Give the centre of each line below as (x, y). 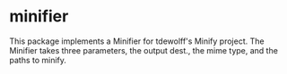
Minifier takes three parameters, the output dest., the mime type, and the (143, 50)
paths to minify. (38, 60)
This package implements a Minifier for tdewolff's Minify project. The (137, 41)
